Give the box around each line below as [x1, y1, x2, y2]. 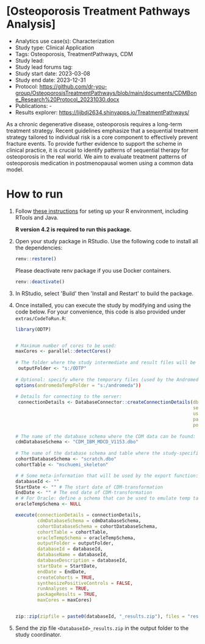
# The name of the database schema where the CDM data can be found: [15, 433, 196, 440]
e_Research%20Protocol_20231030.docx [15, 96, 120, 103]
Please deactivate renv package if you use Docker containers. [15, 267, 171, 274]
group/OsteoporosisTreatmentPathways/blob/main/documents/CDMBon [15, 89, 197, 96]
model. [6, 166, 24, 173]
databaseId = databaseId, [37, 546, 103, 553]
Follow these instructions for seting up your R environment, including [15, 207, 189, 215]
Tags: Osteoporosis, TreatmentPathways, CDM [15, 50, 133, 57]
